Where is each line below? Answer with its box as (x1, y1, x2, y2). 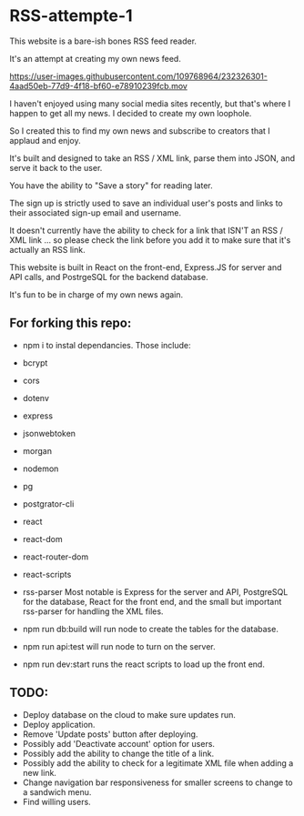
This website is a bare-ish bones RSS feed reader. (9, 35, 198, 46)
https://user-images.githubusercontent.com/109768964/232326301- (9, 70, 269, 82)
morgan (22, 445, 53, 456)
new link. (22, 767, 57, 778)
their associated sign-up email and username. (9, 207, 182, 218)
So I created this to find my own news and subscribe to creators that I (9, 125, 270, 136)
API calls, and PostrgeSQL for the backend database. (9, 271, 208, 282)
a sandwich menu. (22, 786, 92, 797)
